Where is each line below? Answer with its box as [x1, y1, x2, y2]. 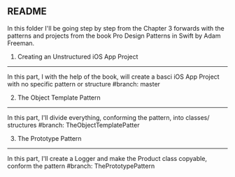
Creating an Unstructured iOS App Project [17, 52, 138, 61]
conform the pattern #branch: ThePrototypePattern [7, 162, 155, 170]
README [7, 6, 47, 17]
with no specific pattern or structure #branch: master [7, 79, 161, 88]
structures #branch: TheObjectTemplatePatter [7, 121, 140, 129]
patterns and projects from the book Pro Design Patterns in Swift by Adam [7, 31, 221, 40]
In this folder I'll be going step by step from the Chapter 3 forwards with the [7, 24, 225, 32]
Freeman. [7, 38, 35, 47]
